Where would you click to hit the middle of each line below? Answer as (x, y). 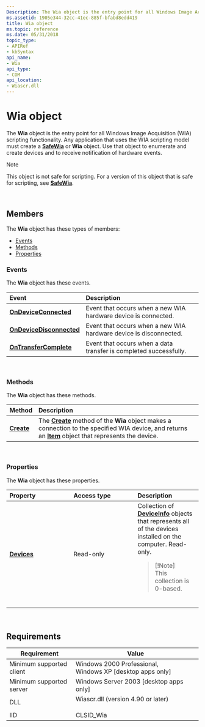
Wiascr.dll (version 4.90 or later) (122, 699)
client (17, 672)
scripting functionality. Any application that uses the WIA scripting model (98, 140)
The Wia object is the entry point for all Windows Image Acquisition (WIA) (99, 133)
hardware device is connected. (130, 316)
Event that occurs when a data (129, 343)
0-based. (168, 588)
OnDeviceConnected (40, 312)
